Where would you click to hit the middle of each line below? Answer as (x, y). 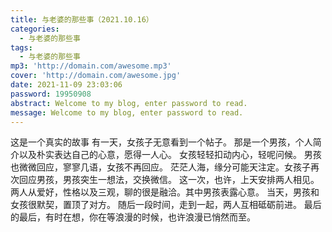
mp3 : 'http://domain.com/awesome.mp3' (91, 66)
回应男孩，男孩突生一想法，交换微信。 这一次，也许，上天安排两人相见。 (169, 180)
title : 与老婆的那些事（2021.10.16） (82, 19)
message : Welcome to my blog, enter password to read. (127, 112)
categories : (35, 29)
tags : (21, 47)
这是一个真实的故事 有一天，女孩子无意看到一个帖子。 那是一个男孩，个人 (161, 142)
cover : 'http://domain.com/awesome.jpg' (96, 76)
